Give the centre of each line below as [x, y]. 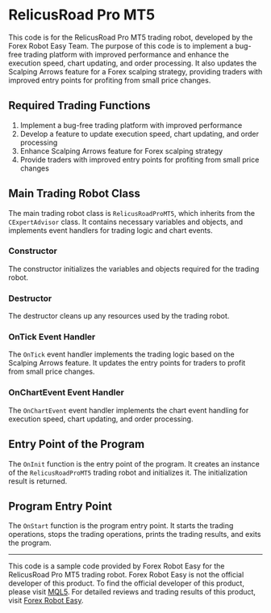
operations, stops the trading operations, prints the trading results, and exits [135, 535]
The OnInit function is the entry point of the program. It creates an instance [134, 463]
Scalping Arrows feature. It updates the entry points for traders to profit [127, 363]
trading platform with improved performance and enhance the [127, 54]
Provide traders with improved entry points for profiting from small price [140, 159]
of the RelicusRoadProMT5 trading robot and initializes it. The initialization [128, 472]
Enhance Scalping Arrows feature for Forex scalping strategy [121, 150]
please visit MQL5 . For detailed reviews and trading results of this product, [132, 592]
